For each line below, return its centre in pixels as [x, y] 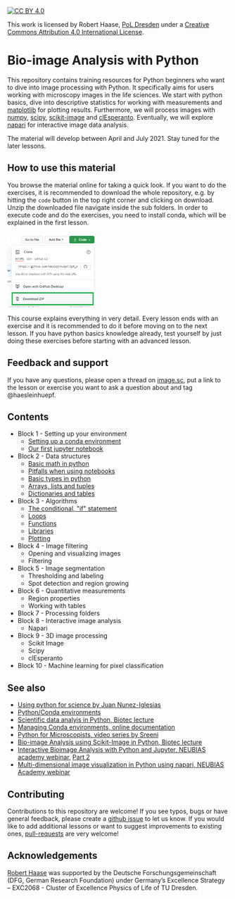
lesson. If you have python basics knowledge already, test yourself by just [114, 333]
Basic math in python [58, 464]
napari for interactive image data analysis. [68, 125]
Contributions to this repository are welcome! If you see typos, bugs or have [118, 811]
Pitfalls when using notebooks [71, 471]
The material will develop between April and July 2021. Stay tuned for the [113, 138]
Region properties [54, 598]
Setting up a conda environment [75, 441]
